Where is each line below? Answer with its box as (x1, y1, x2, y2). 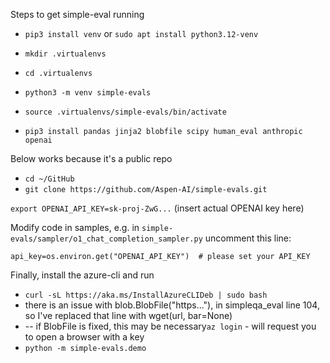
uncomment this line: (204, 232, 292, 244)
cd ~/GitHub (24, 174, 75, 184)
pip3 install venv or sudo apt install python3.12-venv (24, 28, 259, 39)
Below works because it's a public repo (10, 153, 173, 164)
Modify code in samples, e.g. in (10, 222, 140, 233)
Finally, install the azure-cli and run (10, 269, 155, 281)
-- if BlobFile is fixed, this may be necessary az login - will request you (24, 320, 317, 332)
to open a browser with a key (24, 331, 145, 343)
